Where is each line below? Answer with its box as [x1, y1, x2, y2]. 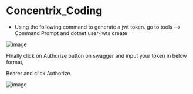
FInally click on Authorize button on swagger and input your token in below [6, 52, 187, 59]
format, [6, 58, 24, 65]
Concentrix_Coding [6, 4, 103, 18]
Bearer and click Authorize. [6, 69, 72, 76]
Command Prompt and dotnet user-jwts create [14, 29, 127, 36]
